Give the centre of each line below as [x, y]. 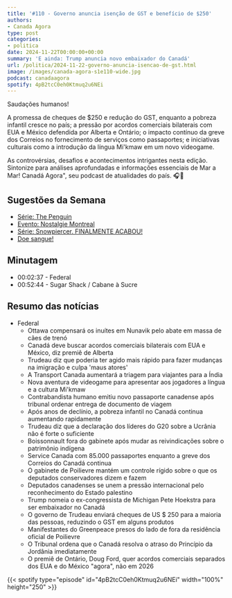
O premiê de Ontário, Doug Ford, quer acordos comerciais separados [126, 559]
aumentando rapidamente [64, 419]
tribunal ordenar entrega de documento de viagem [99, 404]
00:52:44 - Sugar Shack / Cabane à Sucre [77, 284]
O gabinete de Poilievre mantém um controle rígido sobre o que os [122, 470]
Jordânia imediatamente [62, 551]
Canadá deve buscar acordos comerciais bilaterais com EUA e [116, 345]
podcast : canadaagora [38, 78]
